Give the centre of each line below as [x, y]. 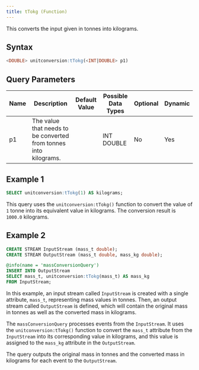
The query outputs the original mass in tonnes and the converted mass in [95, 354]
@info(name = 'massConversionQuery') [53, 265]
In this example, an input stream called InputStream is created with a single [97, 293]
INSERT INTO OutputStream [38, 271]
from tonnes [49, 143]
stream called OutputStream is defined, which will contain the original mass [97, 306]
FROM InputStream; [29, 282]
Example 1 [25, 179]
